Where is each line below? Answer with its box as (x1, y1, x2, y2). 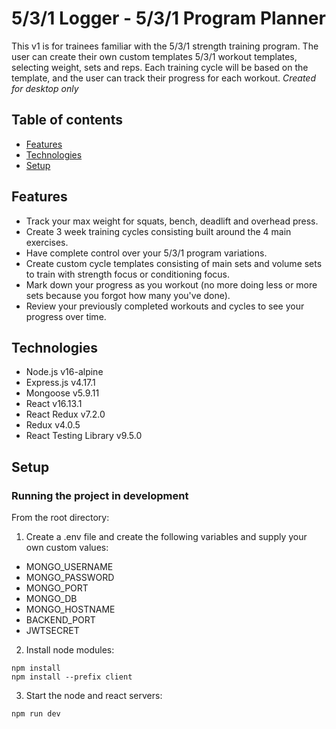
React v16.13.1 (25, 398, 83, 410)
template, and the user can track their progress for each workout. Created (11, 72, 317, 84)
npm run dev (11, 709, 61, 719)
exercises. (25, 236, 69, 248)
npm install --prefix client (11, 672, 133, 682)
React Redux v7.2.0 (25, 408, 106, 421)
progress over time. (25, 310, 107, 322)
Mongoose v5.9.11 (25, 387, 100, 399)
